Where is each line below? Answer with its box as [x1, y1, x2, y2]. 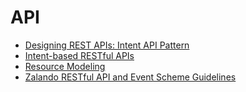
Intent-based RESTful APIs [24, 49, 135, 61]
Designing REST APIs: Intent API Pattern [24, 39, 190, 51]
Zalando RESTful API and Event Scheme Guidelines [24, 71, 237, 83]
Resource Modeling [24, 60, 106, 72]
